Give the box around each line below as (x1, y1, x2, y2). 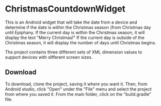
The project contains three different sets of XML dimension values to (5, 49, 142, 55)
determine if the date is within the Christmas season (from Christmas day (5, 24, 151, 30)
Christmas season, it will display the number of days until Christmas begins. (5, 40, 157, 45)
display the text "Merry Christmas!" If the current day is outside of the (5, 35, 145, 40)
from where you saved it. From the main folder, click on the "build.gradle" (5, 91, 152, 97)
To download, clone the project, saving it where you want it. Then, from (5, 81, 148, 87)
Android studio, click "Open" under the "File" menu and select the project (5, 86, 152, 92)
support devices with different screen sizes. (5, 54, 93, 60)
